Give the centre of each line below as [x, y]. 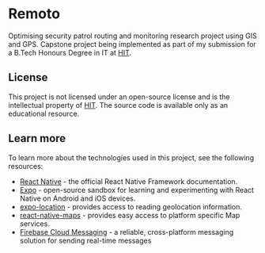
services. [34, 224]
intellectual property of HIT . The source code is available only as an [118, 105]
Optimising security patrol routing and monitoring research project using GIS [132, 36]
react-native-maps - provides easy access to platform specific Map [130, 215]
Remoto [34, 14]
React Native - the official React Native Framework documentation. [129, 181]
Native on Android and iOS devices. [78, 198]
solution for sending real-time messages [85, 240]
